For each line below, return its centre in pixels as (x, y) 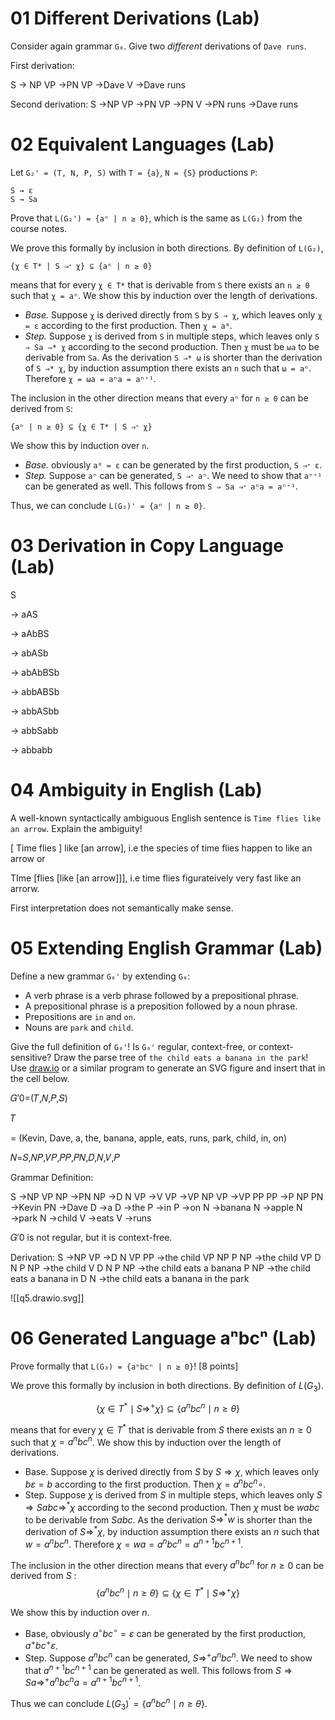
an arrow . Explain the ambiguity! (76, 828)
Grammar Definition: (52, 1177)
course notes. (39, 228)
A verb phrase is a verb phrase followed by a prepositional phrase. (162, 995)
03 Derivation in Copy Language (147, 546)
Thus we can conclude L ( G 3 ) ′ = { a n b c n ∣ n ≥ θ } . (109, 1704)
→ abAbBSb (35, 672)
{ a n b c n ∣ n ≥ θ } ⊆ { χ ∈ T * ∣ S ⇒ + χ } (168, 1592)
